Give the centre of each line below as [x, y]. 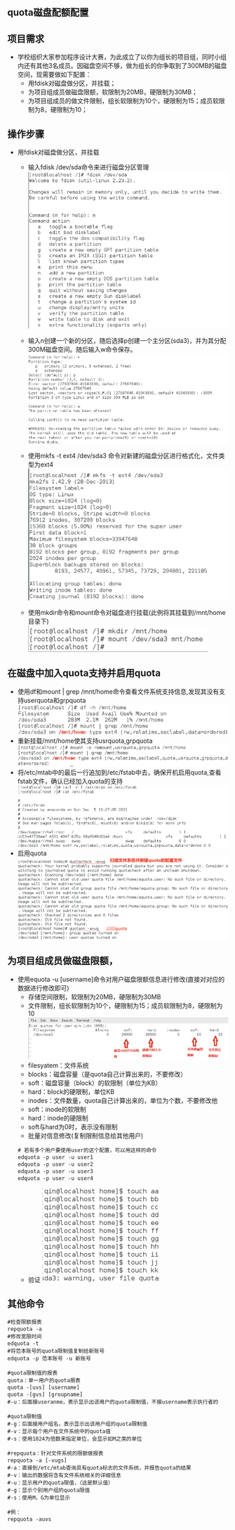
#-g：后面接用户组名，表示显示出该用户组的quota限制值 [77, 1424]
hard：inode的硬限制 [58, 1118]
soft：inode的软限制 [57, 1109]
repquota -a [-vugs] [38, 1460]
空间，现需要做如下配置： [54, 74]
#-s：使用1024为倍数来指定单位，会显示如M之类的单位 [75, 1439]
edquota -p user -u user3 [55, 1171]
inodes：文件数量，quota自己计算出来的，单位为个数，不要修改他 [123, 1100]
